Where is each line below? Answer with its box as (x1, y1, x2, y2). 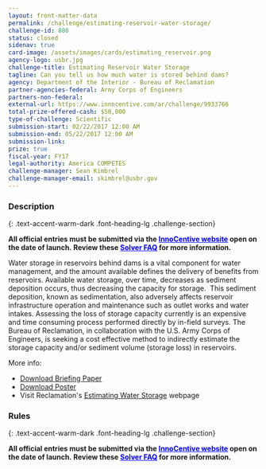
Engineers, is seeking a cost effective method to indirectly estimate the (8, 334, 241, 344)
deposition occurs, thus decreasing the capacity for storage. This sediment (8, 283, 256, 293)
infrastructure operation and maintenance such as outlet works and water (8, 300, 249, 311)
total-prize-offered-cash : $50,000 (8, 108, 126, 116)
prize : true (8, 145, 48, 153)
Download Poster (19, 382, 77, 392)
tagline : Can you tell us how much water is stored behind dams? (8, 71, 229, 79)
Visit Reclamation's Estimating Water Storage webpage (19, 391, 200, 401)
